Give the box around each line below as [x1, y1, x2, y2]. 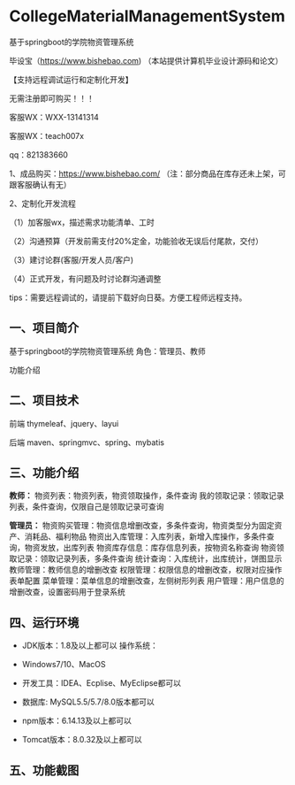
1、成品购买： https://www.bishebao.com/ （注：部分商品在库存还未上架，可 [9, 168, 287, 179]
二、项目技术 [9, 393, 79, 408]
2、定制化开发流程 [9, 197, 77, 209]
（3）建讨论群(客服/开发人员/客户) [9, 254, 134, 265]
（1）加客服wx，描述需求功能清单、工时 [9, 217, 155, 227]
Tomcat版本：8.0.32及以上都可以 [21, 735, 143, 745]
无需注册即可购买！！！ [9, 93, 95, 104]
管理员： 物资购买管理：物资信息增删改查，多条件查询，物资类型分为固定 [9, 520, 275, 531]
